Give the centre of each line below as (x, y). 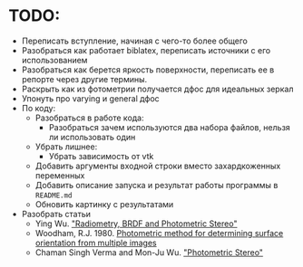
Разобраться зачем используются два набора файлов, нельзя (170, 127)
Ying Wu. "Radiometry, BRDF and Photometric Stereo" (136, 224)
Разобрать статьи (56, 214)
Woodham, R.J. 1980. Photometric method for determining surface (159, 233)
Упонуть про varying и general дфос (90, 98)
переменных (60, 175)
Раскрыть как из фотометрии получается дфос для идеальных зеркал (157, 89)
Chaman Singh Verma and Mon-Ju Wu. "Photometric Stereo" (149, 252)
